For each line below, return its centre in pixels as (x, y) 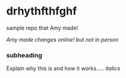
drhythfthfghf (42, 11)
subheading (24, 55)
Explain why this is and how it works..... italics (63, 68)
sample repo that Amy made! (42, 28)
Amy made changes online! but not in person (63, 39)
